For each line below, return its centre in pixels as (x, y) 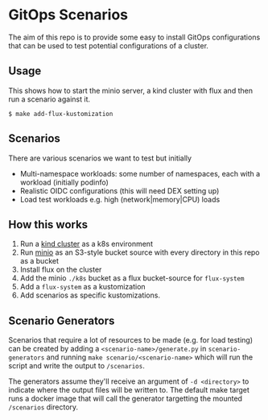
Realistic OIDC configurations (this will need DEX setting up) (120, 190)
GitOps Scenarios (68, 15)
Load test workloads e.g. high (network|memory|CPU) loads (120, 199)
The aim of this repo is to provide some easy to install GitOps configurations (134, 37)
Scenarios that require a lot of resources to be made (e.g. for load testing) (131, 340)
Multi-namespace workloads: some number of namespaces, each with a (140, 173)
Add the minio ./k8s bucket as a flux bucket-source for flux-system (132, 278)
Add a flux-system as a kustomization (83, 287)
